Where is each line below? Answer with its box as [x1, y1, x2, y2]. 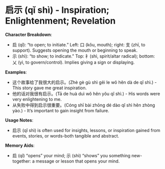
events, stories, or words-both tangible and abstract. [12, 133, 120, 138]
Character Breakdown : [5, 32, 53, 37]
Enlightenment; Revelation [5, 15, 116, 27]
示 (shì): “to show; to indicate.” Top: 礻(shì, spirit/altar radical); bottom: [12, 53, 155, 59]
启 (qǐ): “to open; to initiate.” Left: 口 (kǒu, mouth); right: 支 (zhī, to [12, 41, 145, 47]
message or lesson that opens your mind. [35, 158, 120, 164]
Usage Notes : [5, 117, 33, 123]
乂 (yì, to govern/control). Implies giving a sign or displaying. [12, 59, 135, 65]
